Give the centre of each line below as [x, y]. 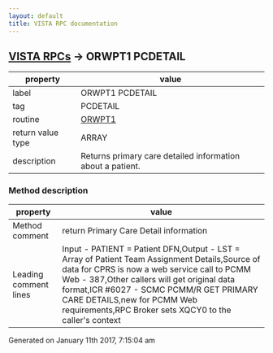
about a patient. [110, 166]
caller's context [92, 320]
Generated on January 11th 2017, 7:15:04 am [82, 340]
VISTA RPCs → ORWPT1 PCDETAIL [97, 57]
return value [36, 133]
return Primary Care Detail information [135, 230]
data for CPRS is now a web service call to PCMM [157, 269]
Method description [48, 190]
